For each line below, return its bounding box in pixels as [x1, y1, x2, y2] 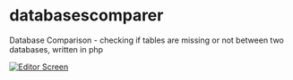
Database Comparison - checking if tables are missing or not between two [9, 35, 284, 45]
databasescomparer [9, 5, 164, 26]
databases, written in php [9, 44, 104, 54]
